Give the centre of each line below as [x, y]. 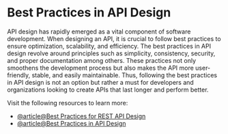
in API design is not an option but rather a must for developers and [101, 82]
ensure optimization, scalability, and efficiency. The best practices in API [109, 46]
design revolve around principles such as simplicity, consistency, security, [111, 53]
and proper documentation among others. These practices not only [102, 60]
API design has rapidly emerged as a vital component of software [99, 31]
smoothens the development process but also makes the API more [101, 68]
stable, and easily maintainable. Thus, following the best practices [124, 75]
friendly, [19, 75]
